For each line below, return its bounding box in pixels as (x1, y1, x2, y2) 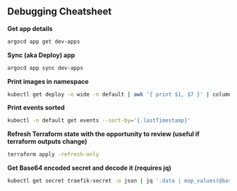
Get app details (7, 24, 53, 32)
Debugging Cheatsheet (7, 6, 112, 18)
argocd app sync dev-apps (7, 64, 83, 71)
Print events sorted (7, 104, 65, 112)
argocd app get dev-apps (7, 38, 80, 45)
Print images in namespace (7, 77, 90, 85)
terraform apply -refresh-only (7, 151, 99, 158)
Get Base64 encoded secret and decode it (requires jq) (7, 164, 171, 172)
